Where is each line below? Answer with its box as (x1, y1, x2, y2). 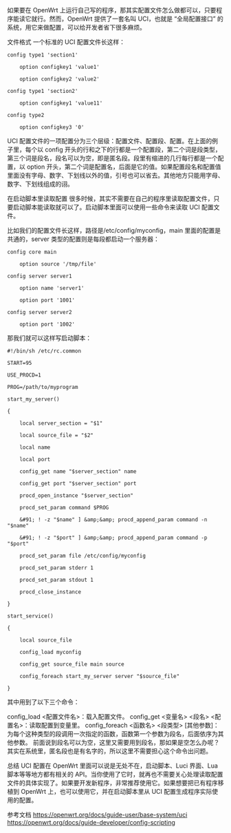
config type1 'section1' (7, 52, 78, 59)
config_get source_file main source (19, 661, 125, 668)
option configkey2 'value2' (19, 76, 100, 83)
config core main (7, 249, 57, 255)
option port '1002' (19, 321, 76, 328)
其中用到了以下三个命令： (7, 698, 80, 706)
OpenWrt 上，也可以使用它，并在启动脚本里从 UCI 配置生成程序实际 (20, 788, 212, 795)
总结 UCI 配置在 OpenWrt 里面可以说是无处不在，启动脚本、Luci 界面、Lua (7, 761, 219, 770)
